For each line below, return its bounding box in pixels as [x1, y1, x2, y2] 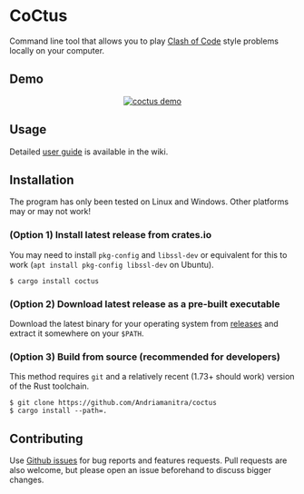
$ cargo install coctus [9, 276, 100, 286]
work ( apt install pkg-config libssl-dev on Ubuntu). [9, 259, 215, 270]
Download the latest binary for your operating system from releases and [9, 318, 279, 329]
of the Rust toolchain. [9, 380, 90, 391]
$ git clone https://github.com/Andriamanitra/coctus [9, 399, 218, 408]
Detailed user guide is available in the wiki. [9, 146, 169, 157]
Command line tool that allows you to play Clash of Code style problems [9, 35, 279, 46]
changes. [9, 474, 44, 486]
